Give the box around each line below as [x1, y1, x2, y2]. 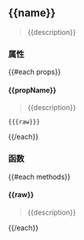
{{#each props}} [8, 67, 61, 77]
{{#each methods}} [8, 172, 71, 181]
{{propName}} [8, 85, 57, 94]
